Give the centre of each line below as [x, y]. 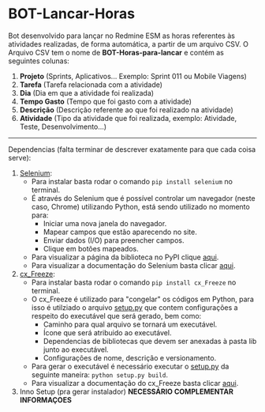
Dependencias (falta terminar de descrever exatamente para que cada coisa [132, 149]
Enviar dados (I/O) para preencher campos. [114, 240]
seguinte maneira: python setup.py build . [99, 374]
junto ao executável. [76, 350]
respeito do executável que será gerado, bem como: [116, 316]
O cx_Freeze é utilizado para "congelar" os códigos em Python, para [142, 299]
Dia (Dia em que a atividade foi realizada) [87, 93]
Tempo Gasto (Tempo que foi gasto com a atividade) [105, 101]
